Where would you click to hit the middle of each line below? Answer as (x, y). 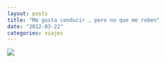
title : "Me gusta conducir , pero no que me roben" (83, 20)
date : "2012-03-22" (35, 26)
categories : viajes (35, 33)
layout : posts (28, 13)
